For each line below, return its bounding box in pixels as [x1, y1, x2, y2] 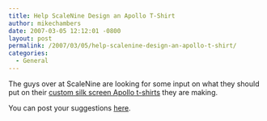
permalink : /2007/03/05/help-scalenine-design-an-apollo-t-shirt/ [8, 42, 237, 50]
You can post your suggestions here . [8, 102, 131, 113]
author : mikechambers [8, 19, 82, 27]
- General [15, 57, 49, 65]
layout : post [8, 34, 53, 43]
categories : [8, 49, 49, 57]
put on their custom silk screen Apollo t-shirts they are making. [8, 87, 218, 97]
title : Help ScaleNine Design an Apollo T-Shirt [8, 11, 176, 20]
